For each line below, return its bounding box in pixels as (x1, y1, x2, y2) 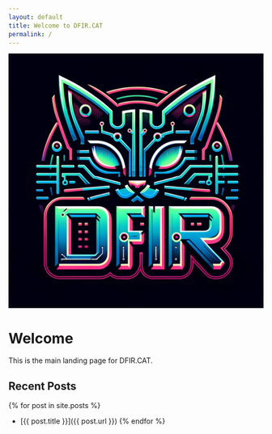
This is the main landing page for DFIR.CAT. (8, 356, 153, 365)
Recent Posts (8, 379, 77, 393)
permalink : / (8, 30, 53, 38)
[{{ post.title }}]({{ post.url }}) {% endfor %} (19, 416, 166, 426)
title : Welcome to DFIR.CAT (8, 21, 104, 30)
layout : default (8, 13, 63, 21)
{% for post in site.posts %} (8, 401, 101, 411)
